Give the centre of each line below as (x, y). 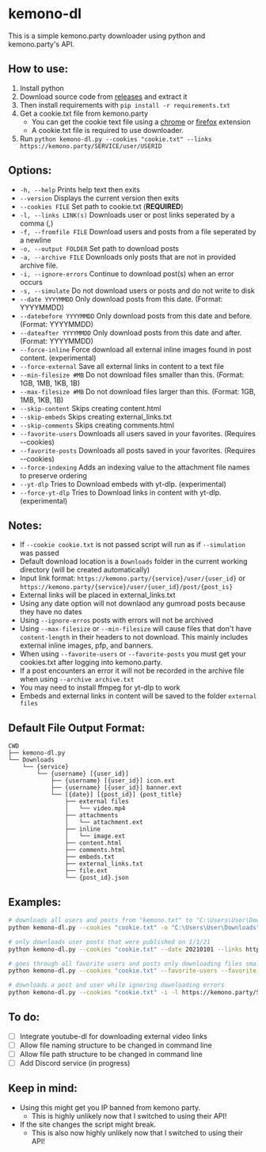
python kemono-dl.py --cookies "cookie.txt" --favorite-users (113, 971)
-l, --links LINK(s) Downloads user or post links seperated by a (127, 215)
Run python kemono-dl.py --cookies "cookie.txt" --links (116, 139)
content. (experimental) (58, 358)
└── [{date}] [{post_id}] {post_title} (116, 795)
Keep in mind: (43, 1088)
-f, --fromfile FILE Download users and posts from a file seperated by (138, 231)
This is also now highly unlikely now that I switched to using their (137, 1132)
